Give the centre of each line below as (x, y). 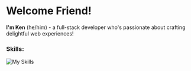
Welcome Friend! (49, 11)
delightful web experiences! (40, 33)
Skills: (15, 49)
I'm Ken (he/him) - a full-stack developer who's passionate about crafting (96, 27)
